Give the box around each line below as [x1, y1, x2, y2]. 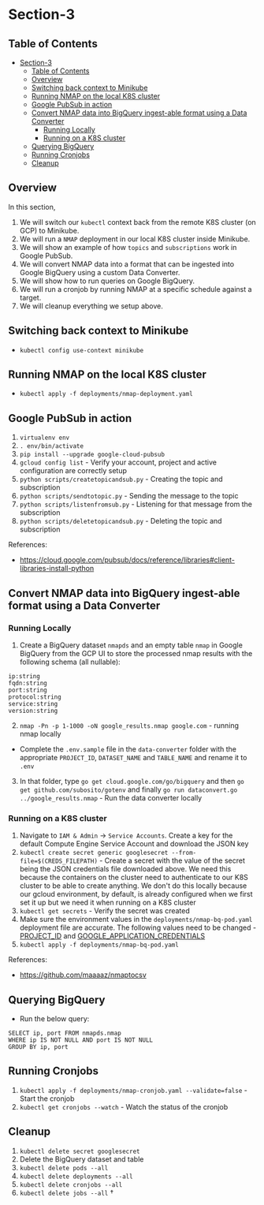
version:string [8, 707, 58, 714]
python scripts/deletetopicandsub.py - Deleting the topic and [19, 517, 222, 526]
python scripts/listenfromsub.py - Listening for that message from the [19, 499, 252, 509]
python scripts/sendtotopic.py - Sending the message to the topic [19, 491, 239, 501]
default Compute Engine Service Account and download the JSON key [19, 839, 249, 849]
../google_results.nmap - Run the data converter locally [19, 793, 203, 802]
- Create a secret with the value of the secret [99, 856, 246, 865]
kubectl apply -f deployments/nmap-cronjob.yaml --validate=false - [19, 1085, 248, 1095]
